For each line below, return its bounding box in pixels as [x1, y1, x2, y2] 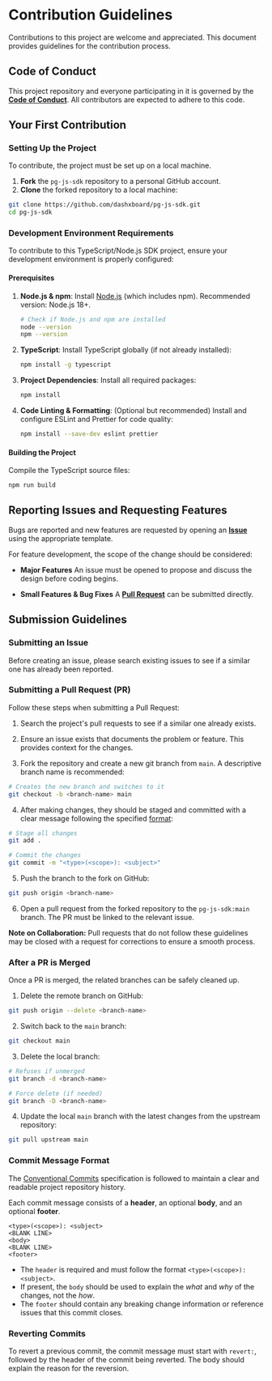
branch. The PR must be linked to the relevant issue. [19, 912, 194, 922]
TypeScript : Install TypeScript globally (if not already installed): [19, 345, 232, 355]
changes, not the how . [19, 1290, 96, 1300]
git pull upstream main [8, 1136, 89, 1144]
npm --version [19, 330, 68, 339]
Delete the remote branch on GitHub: [19, 991, 144, 1001]
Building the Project [8, 447, 77, 457]
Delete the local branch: [19, 1051, 100, 1061]
